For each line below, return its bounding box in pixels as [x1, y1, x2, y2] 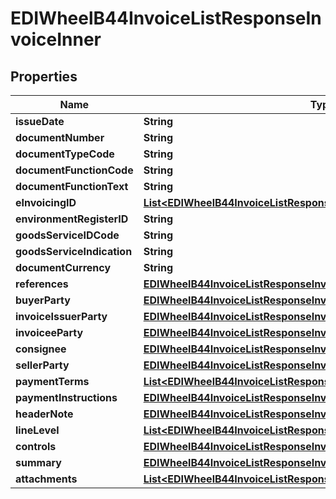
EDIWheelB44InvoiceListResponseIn [10, 7, 322, 30]
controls [15, 440, 57, 453]
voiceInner [10, 28, 102, 51]
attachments [15, 472, 78, 486]
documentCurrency [15, 261, 112, 274]
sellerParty [15, 358, 70, 372]
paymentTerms [15, 375, 90, 388]
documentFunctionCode [15, 163, 134, 177]
